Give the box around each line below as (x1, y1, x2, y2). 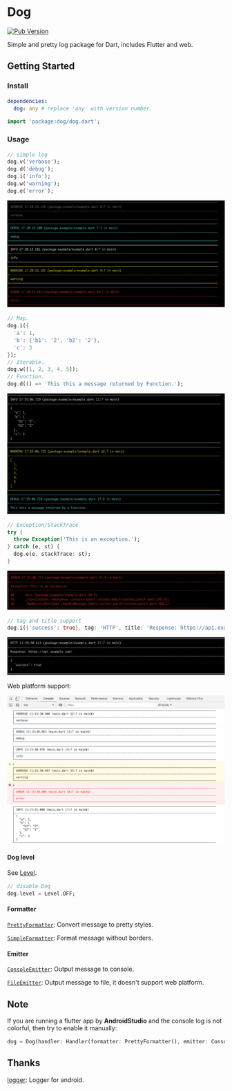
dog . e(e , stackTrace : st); (13, 550, 91, 558)
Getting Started (7, 60, 75, 73)
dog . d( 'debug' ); (7, 166, 54, 173)
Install (7, 81, 29, 90)
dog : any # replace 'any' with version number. (13, 105, 153, 112)
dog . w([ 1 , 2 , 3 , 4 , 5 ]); (7, 366, 79, 373)
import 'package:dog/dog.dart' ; (7, 118, 100, 125)
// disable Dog (7, 882, 51, 889)
